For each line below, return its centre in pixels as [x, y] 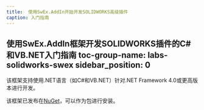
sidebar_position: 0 [113, 65]
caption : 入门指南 [28, 18]
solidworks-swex [40, 65]
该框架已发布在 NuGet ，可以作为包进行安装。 [62, 101]
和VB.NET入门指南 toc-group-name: [76, 55]
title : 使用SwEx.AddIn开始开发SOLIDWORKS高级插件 [67, 12]
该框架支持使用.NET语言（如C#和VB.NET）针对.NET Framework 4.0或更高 [100, 80]
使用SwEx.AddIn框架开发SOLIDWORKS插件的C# [99, 43]
